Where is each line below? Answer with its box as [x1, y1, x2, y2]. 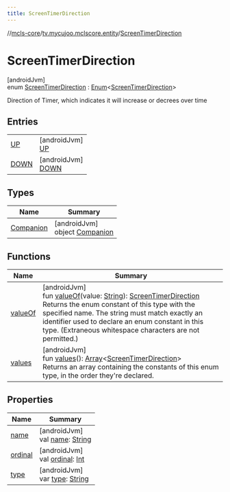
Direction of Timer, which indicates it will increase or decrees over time [7, 96, 207, 104]
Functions [7, 251, 51, 262]
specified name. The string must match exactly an [42, 308, 203, 317]
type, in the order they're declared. [42, 371, 154, 380]
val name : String [39, 434, 92, 444]
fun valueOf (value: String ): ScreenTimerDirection [42, 291, 200, 300]
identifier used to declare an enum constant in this [42, 317, 204, 326]
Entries [7, 116, 39, 127]
